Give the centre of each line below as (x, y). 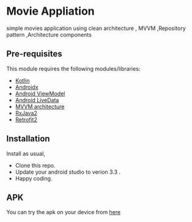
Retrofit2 (26, 119)
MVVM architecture (40, 106)
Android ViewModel (40, 94)
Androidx (27, 87)
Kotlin (22, 80)
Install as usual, (26, 154)
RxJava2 (26, 113)
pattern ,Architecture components (49, 34)
